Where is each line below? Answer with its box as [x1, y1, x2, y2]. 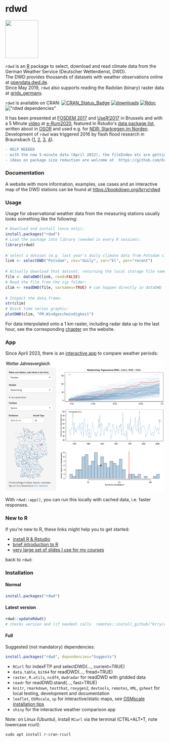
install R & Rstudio [12, 536, 51, 542]
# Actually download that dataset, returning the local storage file [5, 269, 155, 274]
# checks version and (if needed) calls [5, 622, 92, 627]
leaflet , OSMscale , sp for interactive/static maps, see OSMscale [12, 695, 145, 702]
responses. [5, 502, 29, 508]
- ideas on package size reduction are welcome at [5, 157, 114, 162]
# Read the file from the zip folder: [5, 279, 87, 285]
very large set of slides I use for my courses [12, 547, 105, 553]
